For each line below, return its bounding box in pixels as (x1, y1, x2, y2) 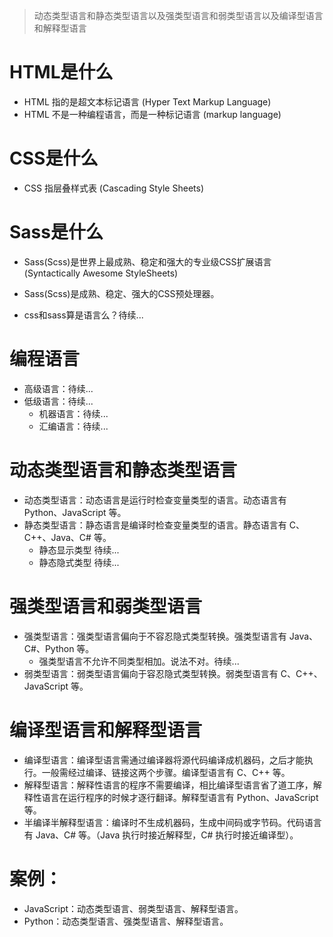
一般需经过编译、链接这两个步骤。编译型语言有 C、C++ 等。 (41, 766, 291, 778)
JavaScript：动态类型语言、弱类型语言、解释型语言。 (23, 902, 244, 914)
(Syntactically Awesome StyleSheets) (23, 267, 179, 279)
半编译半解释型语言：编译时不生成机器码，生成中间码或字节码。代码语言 (23, 816, 322, 828)
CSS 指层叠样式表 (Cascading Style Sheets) (23, 182, 204, 194)
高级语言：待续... (23, 382, 94, 394)
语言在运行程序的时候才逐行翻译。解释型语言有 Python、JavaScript (41, 791, 319, 803)
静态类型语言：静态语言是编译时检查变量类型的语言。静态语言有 (23, 519, 287, 531)
